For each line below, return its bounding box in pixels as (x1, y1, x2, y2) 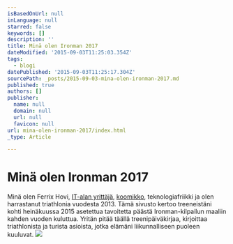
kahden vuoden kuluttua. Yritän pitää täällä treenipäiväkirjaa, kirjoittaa (7, 215, 208, 223)
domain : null (13, 107, 52, 114)
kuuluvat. (7, 231, 34, 239)
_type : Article (7, 133, 52, 140)
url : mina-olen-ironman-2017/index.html (7, 127, 127, 134)
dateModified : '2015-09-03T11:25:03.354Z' (7, 49, 133, 56)
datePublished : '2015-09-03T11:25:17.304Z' (7, 68, 136, 75)
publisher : (7, 95, 39, 102)
